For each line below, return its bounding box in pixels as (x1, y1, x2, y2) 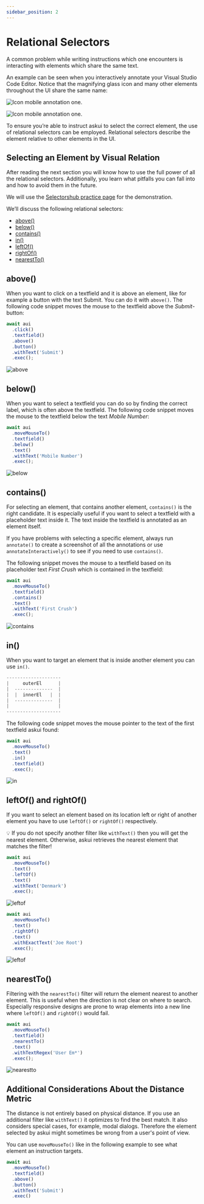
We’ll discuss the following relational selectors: (6, 205, 124, 213)
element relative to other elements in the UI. (6, 135, 116, 142)
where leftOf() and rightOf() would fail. (6, 1010, 110, 1017)
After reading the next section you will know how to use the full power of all (6, 169, 195, 176)
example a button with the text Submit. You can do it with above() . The (6, 296, 183, 303)
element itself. (6, 523, 42, 530)
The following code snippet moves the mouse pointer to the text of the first (6, 720, 195, 727)
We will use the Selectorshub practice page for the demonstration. (6, 193, 173, 201)
